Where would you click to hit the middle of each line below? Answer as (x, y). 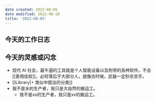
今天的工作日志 (28, 39)
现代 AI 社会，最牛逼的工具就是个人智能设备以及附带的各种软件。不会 (82, 70)
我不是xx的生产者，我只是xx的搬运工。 (58, 94)
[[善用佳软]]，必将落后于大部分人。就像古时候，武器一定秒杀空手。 (79, 76)
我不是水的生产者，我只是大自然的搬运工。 (55, 88)
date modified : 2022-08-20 (32, 14)
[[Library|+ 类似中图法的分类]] (42, 82)
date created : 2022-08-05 (31, 9)
